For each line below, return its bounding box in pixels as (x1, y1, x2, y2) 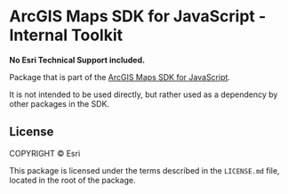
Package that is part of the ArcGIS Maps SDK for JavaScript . (9, 71, 231, 82)
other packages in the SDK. (9, 98, 109, 109)
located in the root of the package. (9, 174, 136, 185)
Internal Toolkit (9, 25, 123, 45)
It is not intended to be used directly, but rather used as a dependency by (9, 89, 278, 100)
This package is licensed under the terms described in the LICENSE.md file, (9, 165, 280, 175)
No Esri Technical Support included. (9, 54, 145, 65)
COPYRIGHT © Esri (9, 148, 81, 158)
